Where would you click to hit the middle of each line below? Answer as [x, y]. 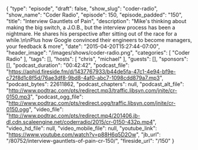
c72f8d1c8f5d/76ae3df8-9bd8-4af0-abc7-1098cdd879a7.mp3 [83, 78]
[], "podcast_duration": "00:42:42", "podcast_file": [68, 65]
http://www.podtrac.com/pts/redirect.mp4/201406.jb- [75, 116]
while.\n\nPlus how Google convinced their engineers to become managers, [99, 40]
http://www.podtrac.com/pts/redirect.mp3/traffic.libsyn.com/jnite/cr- [93, 90]
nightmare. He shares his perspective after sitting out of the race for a [92, 34]
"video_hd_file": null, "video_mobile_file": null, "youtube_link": [82, 128]
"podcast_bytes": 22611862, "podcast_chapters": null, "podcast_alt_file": [95, 84]
